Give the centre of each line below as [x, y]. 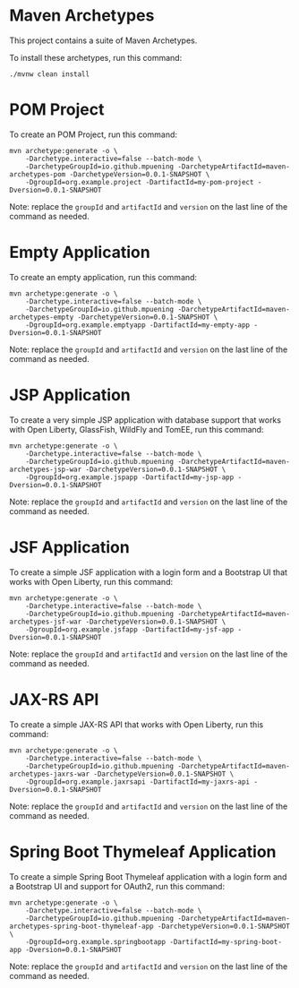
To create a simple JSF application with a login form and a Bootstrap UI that [149, 572]
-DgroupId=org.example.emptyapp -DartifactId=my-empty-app [138, 325]
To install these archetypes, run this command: [96, 57]
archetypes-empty [42, 317]
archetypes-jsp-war [46, 469]
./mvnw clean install [50, 74]
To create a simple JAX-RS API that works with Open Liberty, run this [137, 724]
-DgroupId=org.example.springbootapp [96, 941]
